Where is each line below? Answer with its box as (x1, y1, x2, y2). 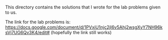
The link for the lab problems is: (5, 19, 71, 25)
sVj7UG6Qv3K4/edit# (5, 30, 50, 35)
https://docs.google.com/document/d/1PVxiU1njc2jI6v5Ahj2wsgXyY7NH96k (5, 24, 163, 30)
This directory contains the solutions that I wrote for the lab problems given (5, 4, 161, 10)
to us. (5, 9, 17, 15)
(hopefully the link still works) (51, 30, 112, 35)
